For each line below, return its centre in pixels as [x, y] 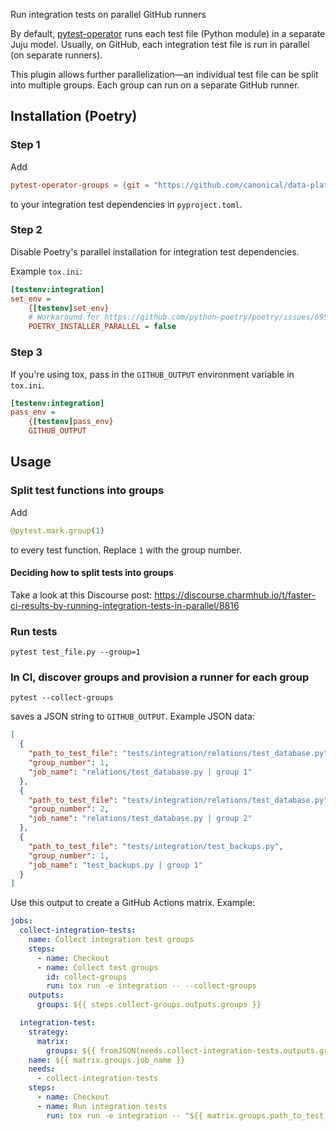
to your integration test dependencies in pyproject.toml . [126, 204]
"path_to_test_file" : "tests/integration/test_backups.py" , [156, 846]
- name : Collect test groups [97, 967]
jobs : [21, 921]
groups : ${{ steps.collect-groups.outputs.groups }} [149, 1005]
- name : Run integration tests [102, 1106]
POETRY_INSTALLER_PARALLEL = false [102, 327]
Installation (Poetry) [74, 116]
